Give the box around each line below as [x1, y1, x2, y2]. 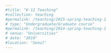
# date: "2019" [5, 36, 38, 41]
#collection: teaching [5, 12, 54, 17]
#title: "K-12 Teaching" [5, 7, 58, 13]
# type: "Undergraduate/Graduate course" [5, 21, 95, 27]
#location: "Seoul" [5, 40, 47, 45]
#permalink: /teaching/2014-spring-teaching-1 [5, 26, 106, 31]
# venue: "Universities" [5, 31, 58, 36]
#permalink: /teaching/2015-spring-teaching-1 [5, 17, 106, 22]
